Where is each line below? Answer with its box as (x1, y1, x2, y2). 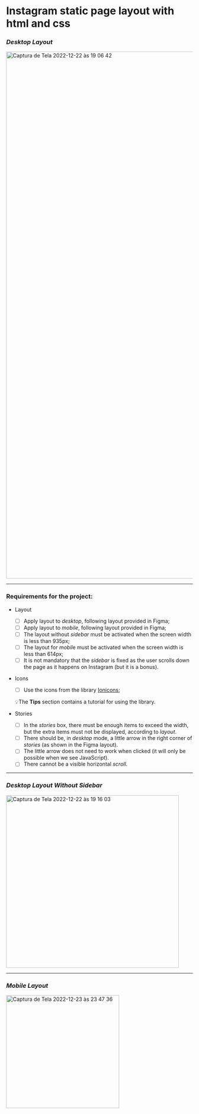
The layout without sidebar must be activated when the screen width (23, 630, 191, 638)
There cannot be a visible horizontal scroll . (23, 760, 128, 768)
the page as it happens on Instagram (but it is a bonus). (23, 664, 159, 671)
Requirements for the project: (6, 593, 93, 601)
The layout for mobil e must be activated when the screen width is (23, 644, 184, 651)
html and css (6, 17, 71, 30)
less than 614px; (23, 651, 64, 658)
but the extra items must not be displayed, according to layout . (23, 728, 177, 735)
